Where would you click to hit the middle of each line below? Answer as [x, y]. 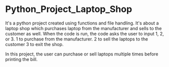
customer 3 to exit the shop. [35, 44]
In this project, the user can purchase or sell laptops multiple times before [82, 54]
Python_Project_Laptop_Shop [69, 9]
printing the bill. [21, 59]
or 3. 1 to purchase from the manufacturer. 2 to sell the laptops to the [77, 39]
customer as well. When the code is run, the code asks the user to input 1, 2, [84, 33]
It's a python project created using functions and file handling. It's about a [82, 23]
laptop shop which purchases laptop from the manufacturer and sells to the [83, 28]
